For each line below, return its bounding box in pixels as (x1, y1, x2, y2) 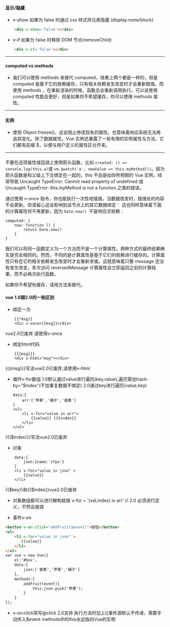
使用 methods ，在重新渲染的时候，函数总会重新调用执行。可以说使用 (12, 87, 158, 93)
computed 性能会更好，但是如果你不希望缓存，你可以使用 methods (12, 94, 152, 100)
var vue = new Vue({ (5, 553, 49, 558)
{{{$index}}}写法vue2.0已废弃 (5, 434, 67, 440)
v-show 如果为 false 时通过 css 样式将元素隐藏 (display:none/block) (12, 17, 154, 23)
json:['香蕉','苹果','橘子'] (23, 567, 80, 572)
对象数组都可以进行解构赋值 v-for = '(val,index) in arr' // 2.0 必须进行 (12, 497, 155, 504)
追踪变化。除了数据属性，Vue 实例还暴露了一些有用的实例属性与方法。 (12, 136, 160, 142)
